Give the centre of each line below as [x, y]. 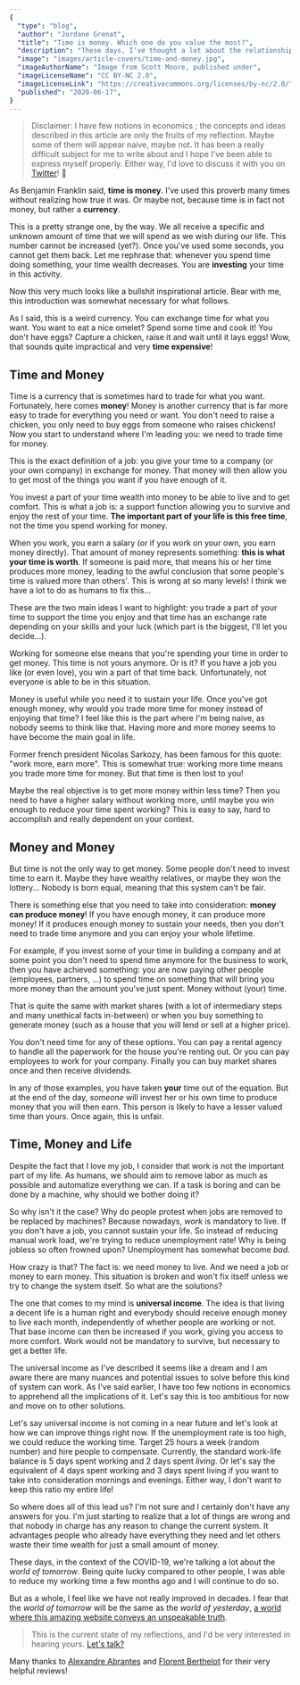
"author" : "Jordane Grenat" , [71, 34]
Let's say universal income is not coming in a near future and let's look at [144, 1423]
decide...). [28, 636]
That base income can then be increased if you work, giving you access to [146, 1332]
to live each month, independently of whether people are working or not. [143, 1322]
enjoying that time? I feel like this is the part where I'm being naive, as [137, 718]
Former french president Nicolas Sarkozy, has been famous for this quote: [146, 754]
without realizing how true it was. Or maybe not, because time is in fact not [147, 200]
